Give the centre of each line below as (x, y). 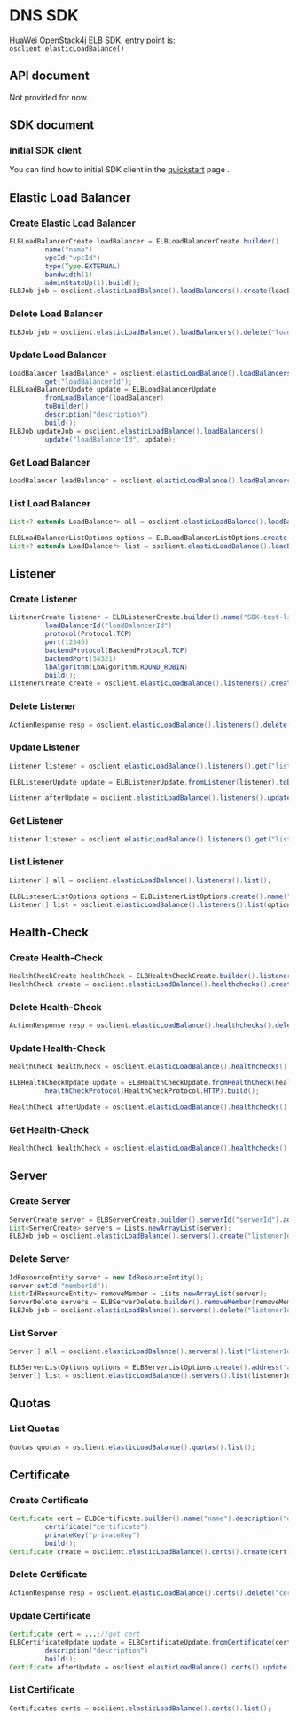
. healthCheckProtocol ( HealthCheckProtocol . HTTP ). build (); (150, 1091)
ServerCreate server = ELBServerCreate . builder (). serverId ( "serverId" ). (146, 1219)
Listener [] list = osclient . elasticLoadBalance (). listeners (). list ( (138, 904)
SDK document (52, 125)
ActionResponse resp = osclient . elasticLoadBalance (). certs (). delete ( (142, 1593)
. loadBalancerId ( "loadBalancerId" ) (107, 626)
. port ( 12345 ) (65, 642)
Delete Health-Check (55, 1007)
